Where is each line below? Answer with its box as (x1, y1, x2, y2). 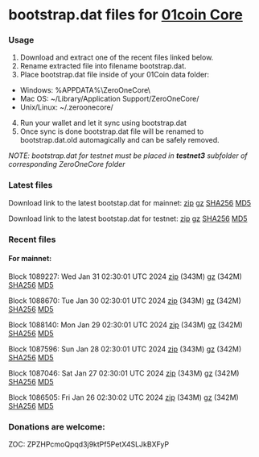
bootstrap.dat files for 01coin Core (8, 6, 243, 24)
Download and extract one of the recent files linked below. (19, 52, 214, 62)
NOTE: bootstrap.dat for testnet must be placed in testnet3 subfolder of (8, 151, 248, 160)
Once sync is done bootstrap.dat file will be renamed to (19, 127, 204, 136)
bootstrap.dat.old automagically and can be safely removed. (19, 135, 220, 145)
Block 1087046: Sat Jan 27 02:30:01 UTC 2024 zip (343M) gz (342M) (8, 368, 240, 378)
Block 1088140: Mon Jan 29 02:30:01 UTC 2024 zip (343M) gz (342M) (8, 320, 243, 330)
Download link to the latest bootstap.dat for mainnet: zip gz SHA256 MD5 (8, 197, 252, 207)
